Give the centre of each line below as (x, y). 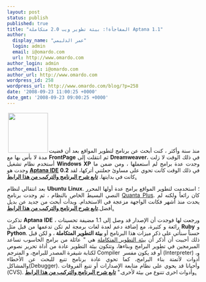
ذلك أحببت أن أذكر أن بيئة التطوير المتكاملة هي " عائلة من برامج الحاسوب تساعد (103, 239)
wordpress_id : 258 (30, 80)
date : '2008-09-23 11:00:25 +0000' (52, 92)
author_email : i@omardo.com (43, 69)
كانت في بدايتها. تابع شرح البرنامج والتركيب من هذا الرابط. (72, 177)
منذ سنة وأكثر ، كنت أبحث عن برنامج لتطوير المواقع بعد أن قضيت (124, 150)
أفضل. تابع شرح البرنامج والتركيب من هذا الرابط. (61, 208)
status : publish (28, 18)
